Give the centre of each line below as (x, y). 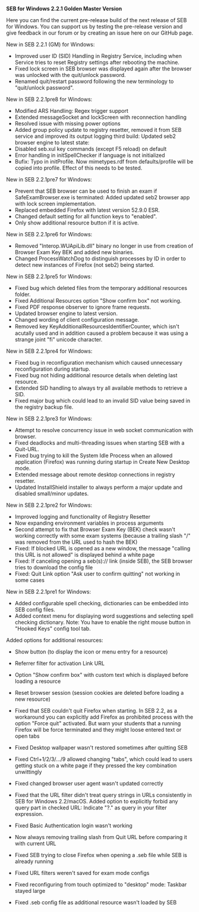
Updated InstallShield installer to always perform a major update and (99, 487)
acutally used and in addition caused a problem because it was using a (101, 333)
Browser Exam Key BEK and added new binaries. (75, 252)
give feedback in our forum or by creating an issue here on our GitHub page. (100, 33)
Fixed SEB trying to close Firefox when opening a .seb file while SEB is (101, 855)
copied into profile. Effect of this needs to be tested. (78, 168)
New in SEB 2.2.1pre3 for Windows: (49, 418)
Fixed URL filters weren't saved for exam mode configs (82, 873)
